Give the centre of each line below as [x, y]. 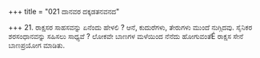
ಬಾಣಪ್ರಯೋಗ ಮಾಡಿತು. [37, 45]
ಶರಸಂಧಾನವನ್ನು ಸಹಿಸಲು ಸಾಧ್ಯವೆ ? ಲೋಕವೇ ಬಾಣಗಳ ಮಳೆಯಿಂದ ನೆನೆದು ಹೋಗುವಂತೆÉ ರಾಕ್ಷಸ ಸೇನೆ [126, 36]
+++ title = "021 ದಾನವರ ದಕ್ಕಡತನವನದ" [64, 12]
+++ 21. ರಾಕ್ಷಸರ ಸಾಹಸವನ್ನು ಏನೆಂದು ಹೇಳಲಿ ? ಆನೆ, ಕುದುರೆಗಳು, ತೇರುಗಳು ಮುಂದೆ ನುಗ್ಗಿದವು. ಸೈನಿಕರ [130, 27]
